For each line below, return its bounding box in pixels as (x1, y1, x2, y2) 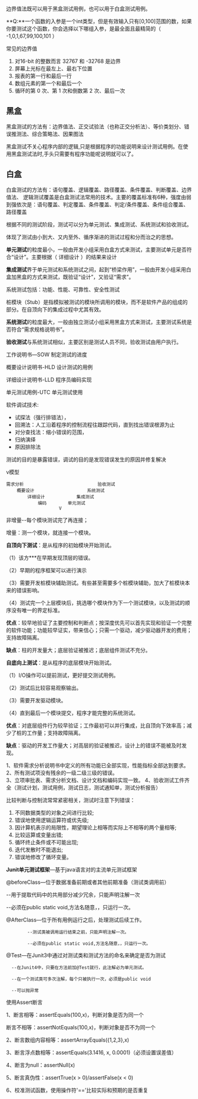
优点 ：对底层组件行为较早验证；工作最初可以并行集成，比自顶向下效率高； (6, 722, 187, 729)
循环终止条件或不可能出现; (14, 838, 79, 845)
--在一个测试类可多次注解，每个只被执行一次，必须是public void (11, 976, 151, 982)
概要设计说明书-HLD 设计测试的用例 (6, 363, 93, 371)
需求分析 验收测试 (6, 481, 115, 487)
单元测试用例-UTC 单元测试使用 (6, 388, 83, 395)
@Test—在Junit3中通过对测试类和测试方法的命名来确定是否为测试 (6, 951, 166, 959)
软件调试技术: (6, 401, 39, 408)
